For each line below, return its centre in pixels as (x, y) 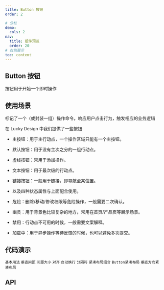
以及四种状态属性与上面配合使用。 (47, 191)
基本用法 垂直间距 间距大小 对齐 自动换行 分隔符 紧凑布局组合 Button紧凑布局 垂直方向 (80, 262)
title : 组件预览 (25, 41)
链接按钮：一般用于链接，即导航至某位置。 (55, 181)
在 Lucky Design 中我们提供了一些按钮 (44, 129)
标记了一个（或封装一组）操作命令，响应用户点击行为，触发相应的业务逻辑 (80, 119)
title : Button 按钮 (24, 10)
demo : (11, 27)
